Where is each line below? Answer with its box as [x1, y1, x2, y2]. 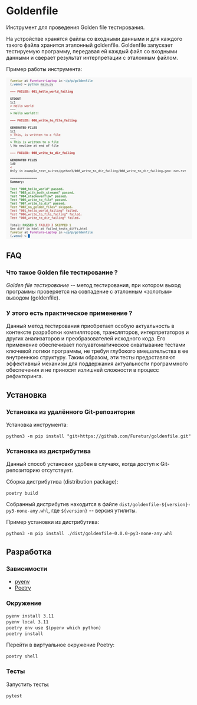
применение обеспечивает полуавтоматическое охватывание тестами [6, 342, 186, 349]
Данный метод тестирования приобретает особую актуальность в [6, 323, 175, 330]
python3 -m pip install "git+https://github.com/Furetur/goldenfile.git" [6, 433, 192, 439]
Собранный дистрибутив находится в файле [6, 501, 118, 508]
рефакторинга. [6, 373, 43, 380]
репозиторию [6, 466, 40, 474]
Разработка [6, 546, 52, 557]
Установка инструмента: [6, 421, 68, 429]
